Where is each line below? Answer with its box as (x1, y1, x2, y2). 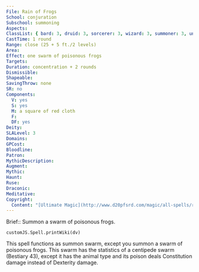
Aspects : (6, 25, 28, 31)
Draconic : (6, 185, 31, 191)
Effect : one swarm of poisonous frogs (6, 53, 102, 59)
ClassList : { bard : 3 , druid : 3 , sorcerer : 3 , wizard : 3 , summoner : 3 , (6, 31, 187, 37)
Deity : (6, 125, 23, 131)
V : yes (11, 97, 28, 103)
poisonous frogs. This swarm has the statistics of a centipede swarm (6, 246, 175, 254)
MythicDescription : (6, 158, 54, 164)
